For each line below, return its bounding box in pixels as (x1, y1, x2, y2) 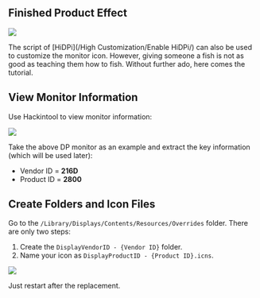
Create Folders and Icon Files (8, 198, 156, 211)
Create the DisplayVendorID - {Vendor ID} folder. (19, 242, 183, 252)
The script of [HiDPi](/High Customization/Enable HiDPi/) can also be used (8, 42, 253, 52)
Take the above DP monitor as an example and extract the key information (8, 142, 250, 152)
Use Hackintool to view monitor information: (8, 111, 153, 122)
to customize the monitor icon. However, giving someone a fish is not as (8, 51, 244, 60)
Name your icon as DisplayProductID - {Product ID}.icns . (19, 250, 214, 261)
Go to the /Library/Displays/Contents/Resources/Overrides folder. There (8, 219, 249, 228)
